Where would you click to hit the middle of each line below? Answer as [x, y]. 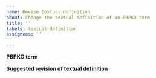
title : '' [19, 23]
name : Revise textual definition [48, 12]
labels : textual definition [42, 29]
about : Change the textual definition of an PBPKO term [78, 18]
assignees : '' [24, 34]
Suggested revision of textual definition [57, 69]
